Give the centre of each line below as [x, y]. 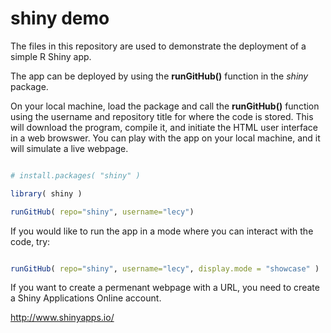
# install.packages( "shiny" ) [75, 175]
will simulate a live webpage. [69, 148]
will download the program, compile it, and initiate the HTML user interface [164, 127]
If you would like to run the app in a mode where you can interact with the [162, 231]
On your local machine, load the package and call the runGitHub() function [165, 106]
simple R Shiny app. [51, 56]
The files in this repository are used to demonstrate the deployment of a [158, 46]
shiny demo [60, 18]
